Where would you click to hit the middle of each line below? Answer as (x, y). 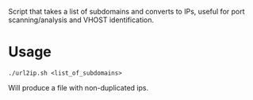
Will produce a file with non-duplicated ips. (79, 87)
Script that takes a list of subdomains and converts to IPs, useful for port (126, 12)
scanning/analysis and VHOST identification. (81, 20)
